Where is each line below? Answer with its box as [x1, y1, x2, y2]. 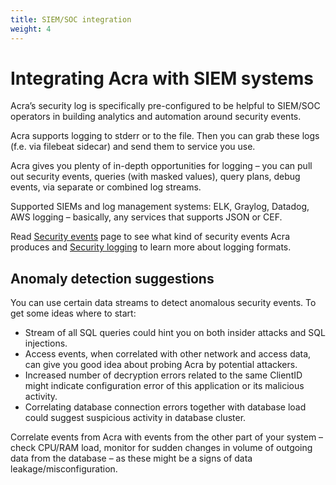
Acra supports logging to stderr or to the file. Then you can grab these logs [10, 130, 320, 142]
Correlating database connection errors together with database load [24, 401, 307, 413]
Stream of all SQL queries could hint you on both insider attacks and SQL [24, 327, 326, 339]
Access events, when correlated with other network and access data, [24, 348, 312, 360]
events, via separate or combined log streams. [10, 181, 202, 193]
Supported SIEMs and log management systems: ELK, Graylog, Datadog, [10, 201, 310, 213]
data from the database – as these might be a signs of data [10, 452, 253, 465]
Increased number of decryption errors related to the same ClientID [24, 369, 303, 381]
